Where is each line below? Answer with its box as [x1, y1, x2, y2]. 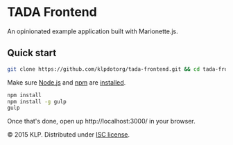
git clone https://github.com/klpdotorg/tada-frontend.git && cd [7, 65, 200, 73]
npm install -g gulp [7, 98, 67, 105]
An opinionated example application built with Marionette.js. [7, 27, 178, 35]
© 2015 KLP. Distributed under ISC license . [7, 130, 130, 139]
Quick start [7, 47, 57, 59]
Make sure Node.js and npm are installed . [7, 78, 126, 87]
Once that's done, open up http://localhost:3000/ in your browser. [7, 117, 196, 126]
